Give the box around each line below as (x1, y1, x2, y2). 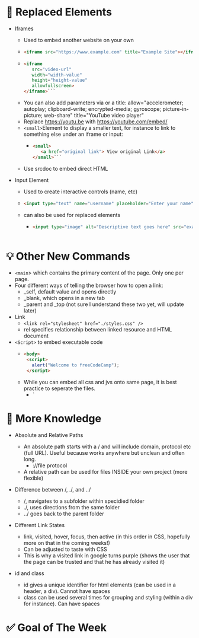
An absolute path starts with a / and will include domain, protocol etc (23, 443, 191, 450)
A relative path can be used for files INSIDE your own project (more (23, 468, 188, 475)
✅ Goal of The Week (6, 621, 107, 634)
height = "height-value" (31, 77, 88, 84)
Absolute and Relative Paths (14, 431, 84, 438)
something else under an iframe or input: (23, 130, 123, 138)
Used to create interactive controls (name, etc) (23, 188, 138, 195)
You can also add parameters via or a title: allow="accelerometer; (23, 99, 184, 106)
